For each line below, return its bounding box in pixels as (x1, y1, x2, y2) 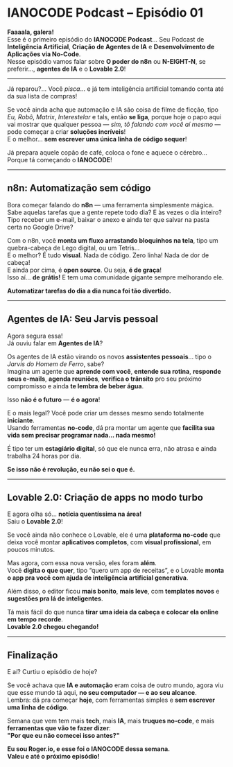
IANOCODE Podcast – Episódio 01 (7, 5, 203, 21)
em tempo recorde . (7, 615, 64, 623)
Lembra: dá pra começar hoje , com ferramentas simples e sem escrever (7, 696, 216, 705)
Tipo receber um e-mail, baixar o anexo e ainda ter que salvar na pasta (7, 215, 210, 223)
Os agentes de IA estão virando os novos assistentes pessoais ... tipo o (7, 352, 212, 361)
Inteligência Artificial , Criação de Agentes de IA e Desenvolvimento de (7, 42, 215, 51)
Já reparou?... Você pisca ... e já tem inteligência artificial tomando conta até (7, 85, 224, 93)
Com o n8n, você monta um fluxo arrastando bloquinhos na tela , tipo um (7, 236, 218, 244)
